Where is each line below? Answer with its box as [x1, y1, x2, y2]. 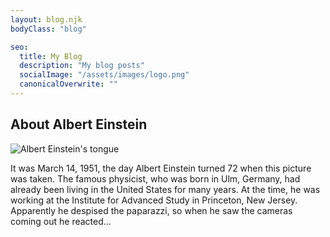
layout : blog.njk [10, 14, 83, 25]
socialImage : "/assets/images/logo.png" [19, 70, 190, 80]
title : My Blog [19, 51, 83, 61]
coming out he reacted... [10, 215, 112, 227]
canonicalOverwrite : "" [19, 79, 118, 90]
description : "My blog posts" [19, 61, 145, 71]
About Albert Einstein [10, 116, 148, 133]
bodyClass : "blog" [10, 24, 87, 34]
